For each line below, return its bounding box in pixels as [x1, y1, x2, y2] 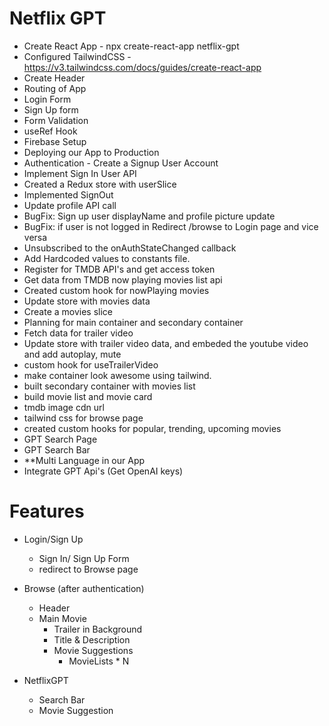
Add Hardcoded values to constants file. [23, 252, 191, 264]
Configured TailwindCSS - [23, 50, 132, 62]
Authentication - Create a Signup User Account [23, 157, 219, 169]
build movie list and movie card [23, 390, 153, 402]
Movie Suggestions [53, 644, 134, 656]
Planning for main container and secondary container [23, 316, 244, 328]
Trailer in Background [53, 623, 143, 635]
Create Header [23, 72, 86, 84]
